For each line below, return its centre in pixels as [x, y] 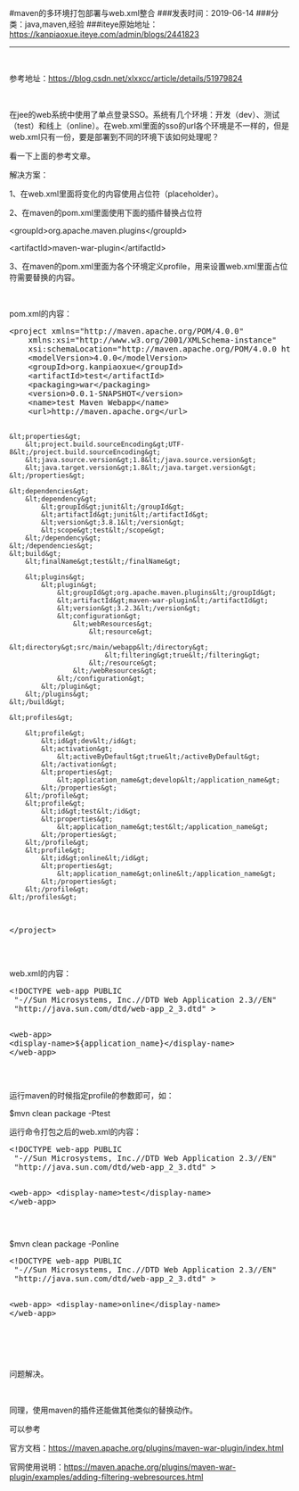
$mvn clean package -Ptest [60, 1113]
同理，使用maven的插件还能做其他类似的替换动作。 [103, 1410]
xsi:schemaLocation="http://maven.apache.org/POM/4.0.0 [153, 349]
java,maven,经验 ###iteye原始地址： [91, 24]
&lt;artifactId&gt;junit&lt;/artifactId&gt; [125, 515]
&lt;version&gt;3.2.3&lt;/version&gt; [129, 609]
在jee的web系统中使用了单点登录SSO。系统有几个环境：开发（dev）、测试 [145, 115]
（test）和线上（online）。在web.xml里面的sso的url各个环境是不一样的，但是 [149, 126]
